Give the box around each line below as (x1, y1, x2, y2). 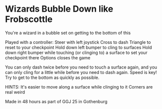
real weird (5, 89, 25, 95)
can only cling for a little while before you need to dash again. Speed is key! (5, 69, 157, 75)
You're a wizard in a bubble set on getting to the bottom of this (5, 30, 131, 36)
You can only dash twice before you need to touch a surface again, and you (5, 64, 158, 70)
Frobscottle (5, 14, 53, 25)
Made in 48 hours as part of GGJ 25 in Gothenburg (5, 98, 108, 104)
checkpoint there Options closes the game (5, 54, 91, 60)
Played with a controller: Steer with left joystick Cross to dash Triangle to (5, 39, 151, 45)
